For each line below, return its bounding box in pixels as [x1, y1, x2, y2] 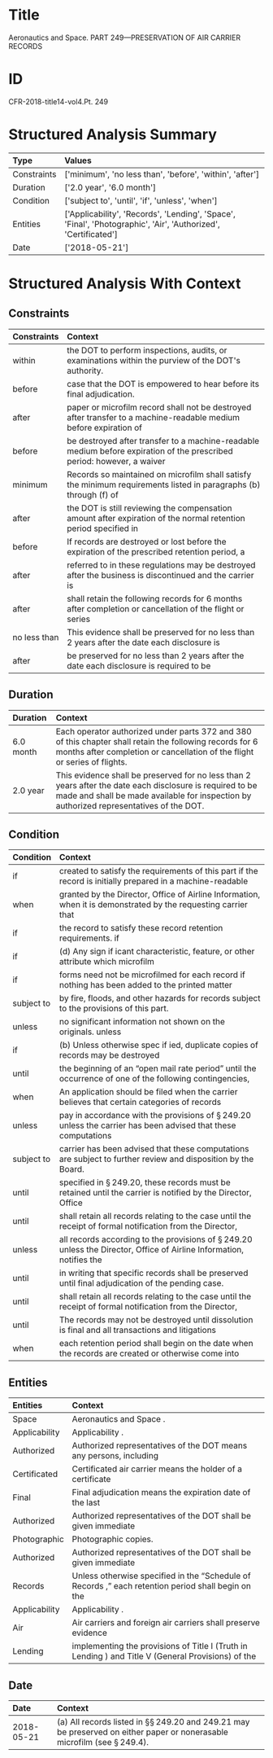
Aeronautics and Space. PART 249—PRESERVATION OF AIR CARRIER [8, 33, 241, 42]
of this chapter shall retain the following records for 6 [55, 735, 258, 747]
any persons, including [71, 1450, 158, 1462]
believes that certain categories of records [59, 1097, 222, 1108]
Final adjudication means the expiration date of [71, 1487, 251, 1498]
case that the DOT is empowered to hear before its [67, 378, 260, 389]
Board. [59, 1164, 85, 1175]
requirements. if [59, 932, 120, 944]
